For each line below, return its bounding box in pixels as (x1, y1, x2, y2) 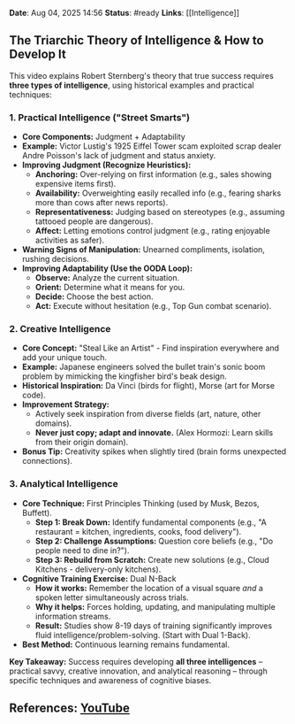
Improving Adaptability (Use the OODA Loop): (21, 263, 193, 273)
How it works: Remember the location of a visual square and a (34, 582, 263, 593)
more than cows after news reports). (34, 197, 169, 208)
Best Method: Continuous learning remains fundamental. (21, 639, 230, 650)
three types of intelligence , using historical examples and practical (9, 80, 254, 90)
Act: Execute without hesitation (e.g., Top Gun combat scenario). (34, 301, 272, 312)
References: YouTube (9, 701, 130, 716)
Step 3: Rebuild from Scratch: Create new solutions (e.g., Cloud (34, 554, 269, 565)
